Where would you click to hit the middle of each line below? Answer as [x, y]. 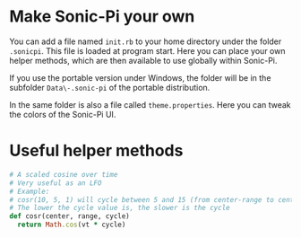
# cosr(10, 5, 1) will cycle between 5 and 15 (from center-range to [142, 199]
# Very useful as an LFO [56, 183]
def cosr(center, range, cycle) [69, 216]
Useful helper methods [96, 151]
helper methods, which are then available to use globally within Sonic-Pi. [143, 60]
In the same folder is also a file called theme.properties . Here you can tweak [150, 104]
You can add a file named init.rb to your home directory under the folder [146, 41]
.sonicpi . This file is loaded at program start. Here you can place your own [147, 50]
